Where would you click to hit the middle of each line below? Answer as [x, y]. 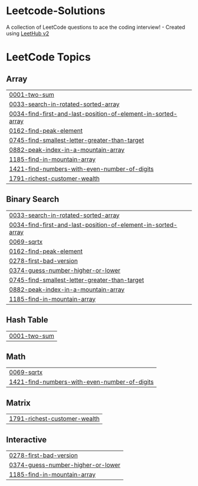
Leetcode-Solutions [56, 11]
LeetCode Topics [49, 57]
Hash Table [27, 320]
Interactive [27, 440]
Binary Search [33, 199]
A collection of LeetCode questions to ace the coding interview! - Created [96, 27]
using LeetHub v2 [28, 33]
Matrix [18, 403]
